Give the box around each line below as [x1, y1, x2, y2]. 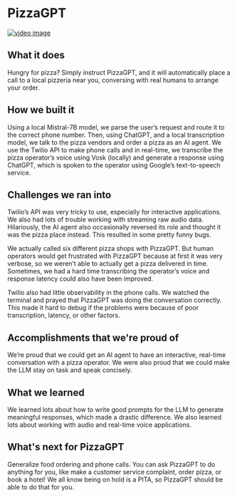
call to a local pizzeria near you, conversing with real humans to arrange [7, 76, 219, 84]
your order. [7, 83, 41, 92]
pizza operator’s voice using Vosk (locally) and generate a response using [7, 153, 224, 162]
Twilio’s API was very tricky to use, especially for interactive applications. [7, 208, 222, 217]
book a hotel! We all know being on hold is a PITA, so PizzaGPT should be [7, 475, 223, 484]
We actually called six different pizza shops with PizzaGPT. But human [7, 244, 214, 253]
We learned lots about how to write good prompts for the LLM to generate [7, 405, 224, 414]
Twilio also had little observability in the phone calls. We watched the [7, 289, 210, 297]
